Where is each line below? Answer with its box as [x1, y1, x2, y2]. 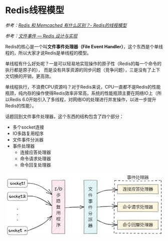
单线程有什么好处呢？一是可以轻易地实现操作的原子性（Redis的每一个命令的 [5, 60, 162, 66]
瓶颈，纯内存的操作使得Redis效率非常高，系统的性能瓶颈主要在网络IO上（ [5, 90, 157, 96]
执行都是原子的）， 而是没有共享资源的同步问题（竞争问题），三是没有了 [5, 66, 151, 73]
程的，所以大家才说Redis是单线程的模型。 [5, 50, 92, 56]
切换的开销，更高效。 [9, 73, 54, 79]
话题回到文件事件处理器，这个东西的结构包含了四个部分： [5, 113, 124, 119]
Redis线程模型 [5, 5, 64, 16]
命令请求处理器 [20, 155, 51, 162]
